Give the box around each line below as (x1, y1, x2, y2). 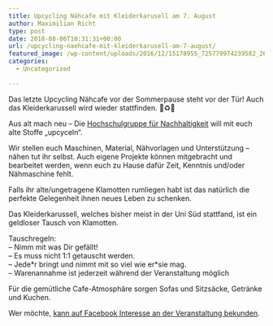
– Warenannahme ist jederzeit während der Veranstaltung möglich (8, 267, 230, 277)
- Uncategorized (15, 65, 71, 73)
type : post (8, 27, 45, 35)
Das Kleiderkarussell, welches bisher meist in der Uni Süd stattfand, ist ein (8, 209, 258, 219)
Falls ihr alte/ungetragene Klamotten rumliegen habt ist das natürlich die (8, 185, 250, 194)
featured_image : (8, 50, 63, 58)
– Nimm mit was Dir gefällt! (8, 241, 99, 252)
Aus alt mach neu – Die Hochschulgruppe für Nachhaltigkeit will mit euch (8, 119, 253, 128)
